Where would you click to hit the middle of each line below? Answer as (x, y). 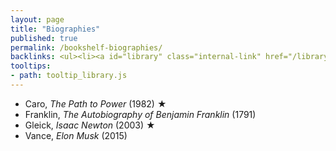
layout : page (37, 19)
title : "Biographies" (55, 29)
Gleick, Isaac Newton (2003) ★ (90, 125)
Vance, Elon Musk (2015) (76, 135)
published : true (44, 38)
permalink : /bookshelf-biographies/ (86, 47)
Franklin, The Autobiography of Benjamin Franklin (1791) (140, 114)
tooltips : (31, 66)
